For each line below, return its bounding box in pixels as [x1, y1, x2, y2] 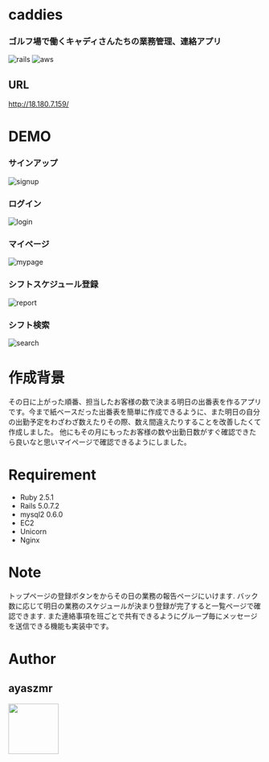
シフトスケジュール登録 [8, 279, 99, 290]
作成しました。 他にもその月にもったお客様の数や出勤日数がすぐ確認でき [8, 426, 250, 436]
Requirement [8, 466, 96, 484]
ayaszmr [8, 682, 53, 695]
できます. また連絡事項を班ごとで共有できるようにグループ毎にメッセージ [14, 611, 259, 620]
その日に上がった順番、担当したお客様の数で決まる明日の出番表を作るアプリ [8, 397, 262, 406]
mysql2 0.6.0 [19, 509, 63, 519]
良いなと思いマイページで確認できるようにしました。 [14, 437, 191, 447]
